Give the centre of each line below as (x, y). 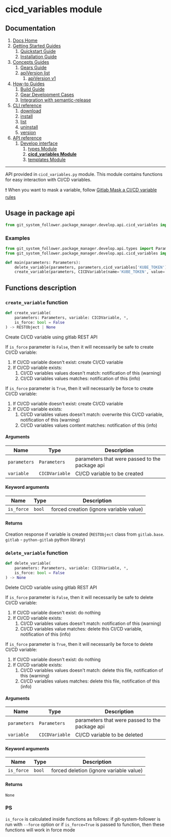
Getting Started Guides (37, 46)
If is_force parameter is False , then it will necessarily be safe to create (79, 347)
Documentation (31, 28)
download (31, 111)
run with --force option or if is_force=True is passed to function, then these (85, 824)
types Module (42, 149)
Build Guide (32, 89)
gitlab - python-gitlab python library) (45, 540)
